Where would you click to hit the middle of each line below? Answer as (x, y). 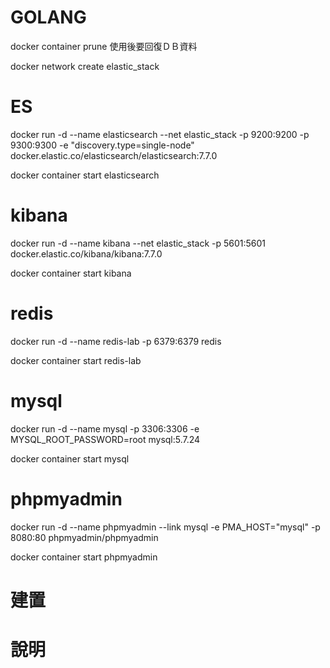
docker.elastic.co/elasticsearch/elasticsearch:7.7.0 (114, 155)
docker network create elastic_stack (85, 66)
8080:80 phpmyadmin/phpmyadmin (84, 537)
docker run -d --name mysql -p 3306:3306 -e (105, 428)
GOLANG (48, 17)
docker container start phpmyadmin (84, 557)
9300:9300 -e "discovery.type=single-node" (102, 145)
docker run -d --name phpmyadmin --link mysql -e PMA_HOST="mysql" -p (165, 527)
